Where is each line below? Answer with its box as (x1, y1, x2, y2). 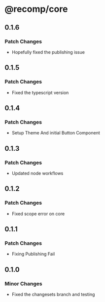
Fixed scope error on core (11, 211, 65, 216)
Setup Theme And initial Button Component (11, 130, 101, 136)
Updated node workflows (11, 170, 64, 176)
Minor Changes (4, 280, 42, 287)
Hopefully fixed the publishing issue (11, 49, 85, 55)
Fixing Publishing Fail (11, 251, 55, 257)
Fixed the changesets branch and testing (11, 292, 95, 297)
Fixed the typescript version (11, 89, 69, 95)
